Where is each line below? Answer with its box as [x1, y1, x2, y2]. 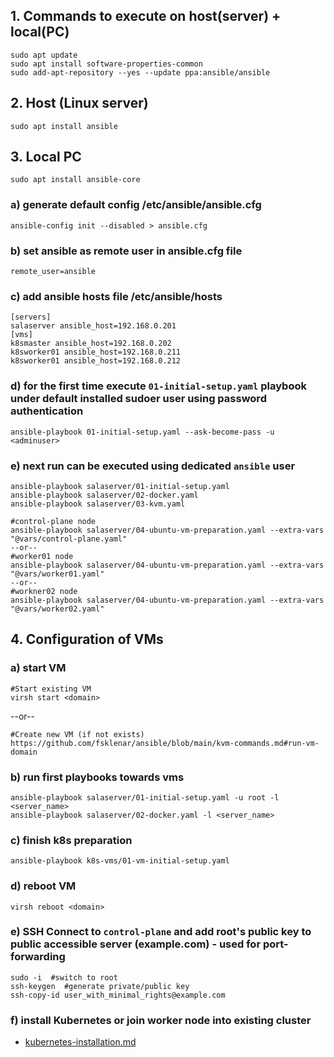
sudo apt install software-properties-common [10, 59, 203, 69]
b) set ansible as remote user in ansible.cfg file [10, 244, 243, 258]
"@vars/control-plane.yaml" [10, 534, 128, 544]
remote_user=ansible [10, 267, 97, 277]
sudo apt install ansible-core [10, 175, 141, 185]
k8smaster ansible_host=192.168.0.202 [10, 339, 172, 349]
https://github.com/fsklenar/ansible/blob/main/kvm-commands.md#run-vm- [10, 738, 320, 748]
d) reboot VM [10, 879, 77, 893]
